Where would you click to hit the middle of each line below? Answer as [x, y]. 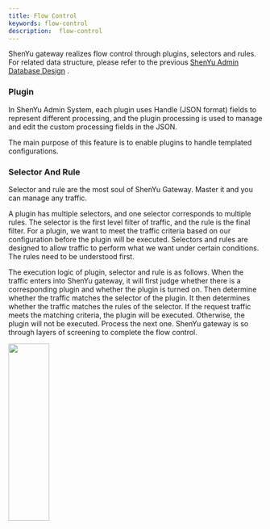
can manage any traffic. [48, 198]
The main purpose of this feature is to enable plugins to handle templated [130, 142]
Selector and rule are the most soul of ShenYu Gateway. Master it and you [131, 189]
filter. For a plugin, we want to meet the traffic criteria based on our [120, 230]
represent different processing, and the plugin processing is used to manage [135, 118]
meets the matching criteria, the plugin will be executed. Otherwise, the [127, 315]
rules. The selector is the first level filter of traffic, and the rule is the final [129, 222]
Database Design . [39, 71]
